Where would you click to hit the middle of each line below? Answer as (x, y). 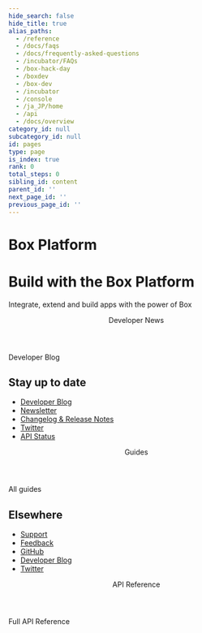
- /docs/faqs (38, 46)
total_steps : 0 (34, 174)
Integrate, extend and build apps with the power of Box (100, 304)
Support (34, 534)
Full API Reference (39, 622)
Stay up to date (47, 383)
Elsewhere (36, 515)
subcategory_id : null (45, 136)
